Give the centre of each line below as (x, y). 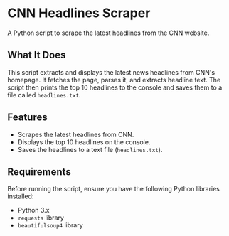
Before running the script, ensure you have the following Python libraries (114, 189)
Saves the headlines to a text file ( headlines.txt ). (90, 149)
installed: (21, 196)
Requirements (39, 172)
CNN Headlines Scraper (79, 13)
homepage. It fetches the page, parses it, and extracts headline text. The (114, 80)
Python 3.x (33, 210)
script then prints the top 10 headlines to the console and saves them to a (115, 87)
